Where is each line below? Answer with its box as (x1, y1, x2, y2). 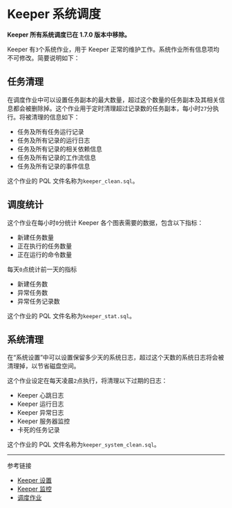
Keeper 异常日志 (17, 409, 64, 417)
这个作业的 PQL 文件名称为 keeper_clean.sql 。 (7, 177, 139, 185)
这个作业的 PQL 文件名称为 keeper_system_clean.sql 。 (7, 440, 161, 449)
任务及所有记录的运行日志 (17, 136, 90, 144)
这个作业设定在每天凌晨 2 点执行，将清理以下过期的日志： (7, 377, 168, 385)
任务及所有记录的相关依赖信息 (17, 144, 102, 153)
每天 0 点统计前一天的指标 (7, 265, 77, 273)
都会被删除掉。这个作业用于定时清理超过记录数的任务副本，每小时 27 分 (12, 104, 213, 113)
